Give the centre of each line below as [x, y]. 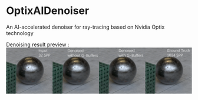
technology [20, 33]
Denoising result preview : [38, 44]
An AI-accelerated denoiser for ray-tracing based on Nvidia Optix [85, 27]
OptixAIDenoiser [48, 11]
